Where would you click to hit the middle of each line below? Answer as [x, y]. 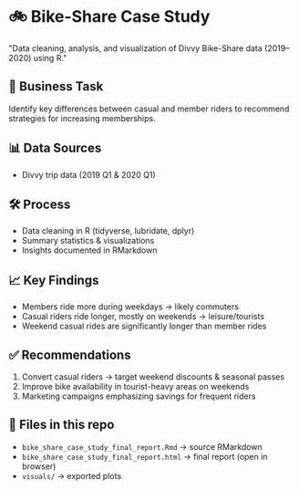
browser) [39, 466]
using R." [50, 57]
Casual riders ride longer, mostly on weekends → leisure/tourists [143, 317]
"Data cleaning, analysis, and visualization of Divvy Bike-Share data [136, 48]
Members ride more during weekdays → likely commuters [130, 307]
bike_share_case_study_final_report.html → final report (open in [144, 456]
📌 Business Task [56, 87]
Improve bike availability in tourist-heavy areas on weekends [135, 386]
